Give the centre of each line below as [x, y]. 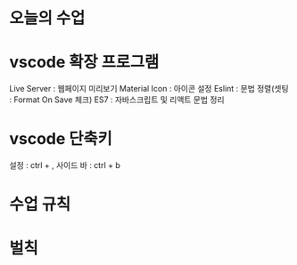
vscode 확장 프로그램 [84, 62]
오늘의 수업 [47, 18]
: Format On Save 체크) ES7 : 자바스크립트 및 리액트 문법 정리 [117, 100]
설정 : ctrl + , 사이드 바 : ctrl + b [65, 165]
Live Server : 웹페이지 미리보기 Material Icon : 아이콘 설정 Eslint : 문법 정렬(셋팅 [149, 89]
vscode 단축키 [61, 139]
